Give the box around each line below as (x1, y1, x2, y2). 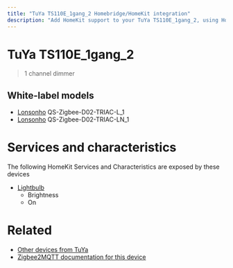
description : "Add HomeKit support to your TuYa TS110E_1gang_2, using (7, 17, 218, 24)
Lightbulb (17, 183, 45, 192)
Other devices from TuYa (17, 246, 89, 254)
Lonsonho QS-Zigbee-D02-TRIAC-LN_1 (17, 115, 130, 124)
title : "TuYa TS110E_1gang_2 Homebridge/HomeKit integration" (7, 10, 191, 17)
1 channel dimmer (24, 69, 75, 78)
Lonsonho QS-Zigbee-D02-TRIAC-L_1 (17, 108, 125, 117)
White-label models (7, 90, 94, 101)
